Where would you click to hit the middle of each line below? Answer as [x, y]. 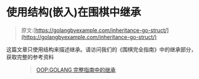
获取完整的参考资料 [30, 57]
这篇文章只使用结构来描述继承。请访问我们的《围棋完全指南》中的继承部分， [101, 49]
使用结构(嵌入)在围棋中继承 [74, 12]
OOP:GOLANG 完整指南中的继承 [76, 69]
